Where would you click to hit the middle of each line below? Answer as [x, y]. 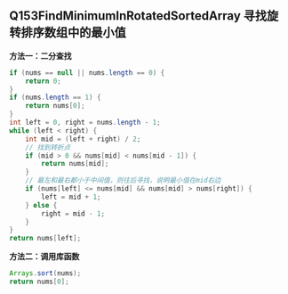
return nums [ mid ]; [75, 164]
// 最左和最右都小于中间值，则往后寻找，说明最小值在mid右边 [123, 181]
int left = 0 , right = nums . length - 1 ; [85, 123]
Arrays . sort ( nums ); [45, 274]
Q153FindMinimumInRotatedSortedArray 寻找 [138, 16]
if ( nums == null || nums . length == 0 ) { [87, 73]
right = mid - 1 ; [73, 213]
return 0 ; [44, 81]
